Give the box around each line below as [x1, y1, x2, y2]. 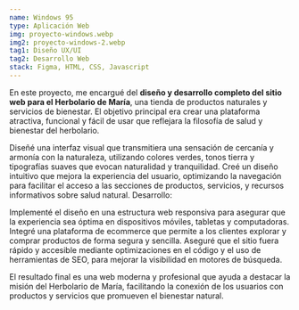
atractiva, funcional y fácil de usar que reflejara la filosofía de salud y [9, 115, 263, 126]
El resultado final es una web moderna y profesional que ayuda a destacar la [9, 271, 291, 281]
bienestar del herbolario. [9, 125, 100, 135]
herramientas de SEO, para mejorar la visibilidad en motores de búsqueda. [9, 254, 283, 265]
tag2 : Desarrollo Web [9, 54, 90, 63]
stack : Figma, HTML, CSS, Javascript [9, 63, 150, 72]
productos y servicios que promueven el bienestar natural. [9, 290, 225, 301]
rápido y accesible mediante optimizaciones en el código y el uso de [9, 244, 262, 255]
